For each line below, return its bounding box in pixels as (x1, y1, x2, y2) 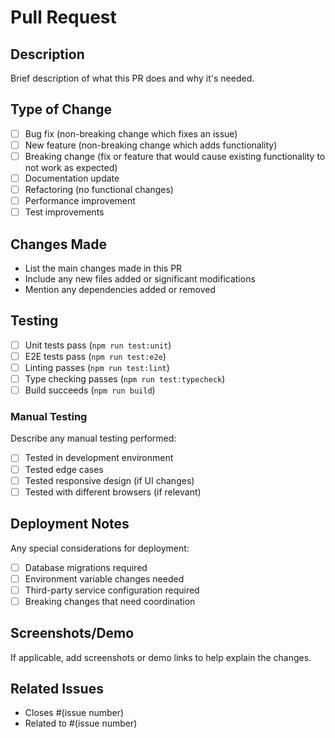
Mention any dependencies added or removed (24, 284, 217, 296)
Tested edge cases (24, 463, 104, 475)
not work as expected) (24, 162, 118, 173)
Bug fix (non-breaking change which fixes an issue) (24, 127, 238, 140)
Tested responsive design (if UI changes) (24, 474, 195, 486)
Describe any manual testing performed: (10, 432, 177, 445)
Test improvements (24, 206, 105, 218)
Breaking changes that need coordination (24, 595, 196, 607)
